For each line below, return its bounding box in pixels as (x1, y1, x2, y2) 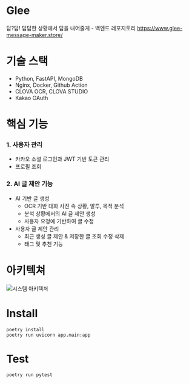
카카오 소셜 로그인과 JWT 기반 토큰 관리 (15, 155, 110, 163)
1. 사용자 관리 (6, 140, 43, 149)
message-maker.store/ (6, 31, 63, 38)
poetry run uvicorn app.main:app (6, 332, 91, 338)
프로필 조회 (15, 163, 42, 170)
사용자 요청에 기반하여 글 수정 (24, 217, 94, 224)
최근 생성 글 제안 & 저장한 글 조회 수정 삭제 (24, 232, 125, 240)
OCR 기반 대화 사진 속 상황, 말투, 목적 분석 (24, 202, 124, 209)
